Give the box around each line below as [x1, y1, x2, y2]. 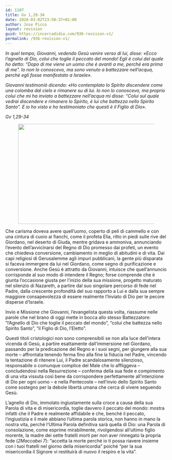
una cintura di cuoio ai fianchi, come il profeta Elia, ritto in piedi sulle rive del [5, 233, 166, 239]
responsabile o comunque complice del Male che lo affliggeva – [5, 362, 140, 368]
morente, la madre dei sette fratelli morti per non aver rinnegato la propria [5, 432, 161, 438]
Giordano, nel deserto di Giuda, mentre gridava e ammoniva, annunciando [5, 239, 162, 245]
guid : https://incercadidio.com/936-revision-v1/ [5, 31, 114, 36]
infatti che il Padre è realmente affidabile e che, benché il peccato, [5, 410, 145, 416]
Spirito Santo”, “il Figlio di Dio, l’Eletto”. [5, 325, 86, 331]
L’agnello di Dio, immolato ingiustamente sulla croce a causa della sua [5, 399, 153, 406]
